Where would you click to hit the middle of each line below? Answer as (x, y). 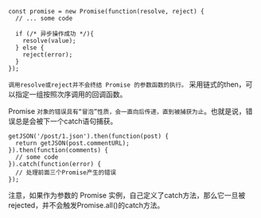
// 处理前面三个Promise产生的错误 (66, 173)
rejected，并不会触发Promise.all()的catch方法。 (86, 205)
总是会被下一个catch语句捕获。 (66, 121)
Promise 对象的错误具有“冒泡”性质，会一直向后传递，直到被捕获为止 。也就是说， (127, 111)
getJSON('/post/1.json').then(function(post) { (89, 136)
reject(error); (48, 55)
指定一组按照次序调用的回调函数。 (71, 94)
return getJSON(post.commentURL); (72, 143)
